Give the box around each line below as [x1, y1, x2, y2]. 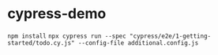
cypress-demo [7, 5, 107, 23]
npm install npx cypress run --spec [7, 32, 127, 40]
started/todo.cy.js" [7, 38, 76, 47]
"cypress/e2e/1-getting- [129, 32, 211, 40]
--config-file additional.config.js [77, 38, 199, 47]
